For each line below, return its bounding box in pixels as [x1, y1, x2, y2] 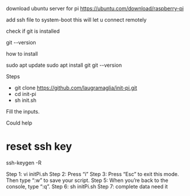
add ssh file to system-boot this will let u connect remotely [6, 16, 147, 23]
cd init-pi [14, 91, 37, 97]
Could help [6, 119, 33, 126]
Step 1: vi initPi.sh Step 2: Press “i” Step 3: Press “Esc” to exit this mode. [6, 170, 180, 177]
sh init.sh [14, 97, 37, 104]
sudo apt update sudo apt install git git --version [6, 61, 122, 68]
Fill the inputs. [6, 108, 40, 115]
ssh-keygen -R [6, 159, 42, 166]
